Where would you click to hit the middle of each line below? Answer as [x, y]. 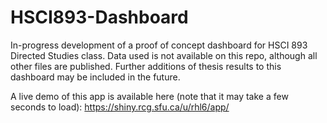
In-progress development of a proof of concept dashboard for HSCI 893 [159, 45]
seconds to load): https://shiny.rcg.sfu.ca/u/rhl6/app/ [120, 107]
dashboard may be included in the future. [95, 77]
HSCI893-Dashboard [99, 17]
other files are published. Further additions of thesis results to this [146, 66]
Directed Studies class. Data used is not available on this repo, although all [164, 55]
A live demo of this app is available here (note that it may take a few [149, 96]
